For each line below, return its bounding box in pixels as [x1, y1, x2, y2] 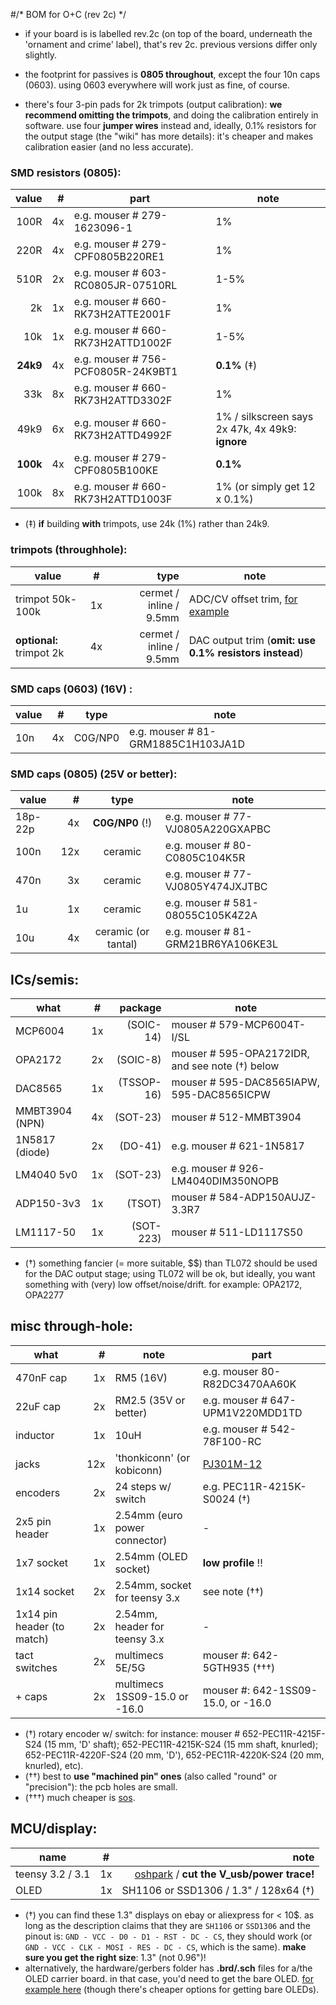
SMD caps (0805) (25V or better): [10, 767, 178, 781]
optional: [15, 633, 58, 647]
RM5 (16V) [114, 1370, 168, 1384]
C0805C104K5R [164, 851, 246, 865]
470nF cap [15, 1370, 68, 1384]
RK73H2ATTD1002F [73, 336, 173, 350]
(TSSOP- [118, 1075, 162, 1089]
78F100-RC [202, 1434, 262, 1448]
